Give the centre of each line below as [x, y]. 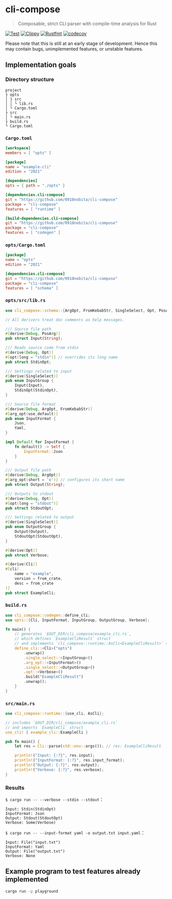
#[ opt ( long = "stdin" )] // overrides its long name [61, 357]
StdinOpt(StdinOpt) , [36, 390]
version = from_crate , [39, 579]
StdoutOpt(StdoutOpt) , [39, 536]
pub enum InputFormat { [31, 419]
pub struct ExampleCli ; [31, 593]
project [14, 90]
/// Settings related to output [40, 517]
